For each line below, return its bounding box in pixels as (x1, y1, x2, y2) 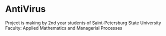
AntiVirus (5, 3, 46, 15)
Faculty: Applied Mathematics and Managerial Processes (5, 25, 122, 31)
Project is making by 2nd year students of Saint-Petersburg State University (5, 20, 161, 26)
